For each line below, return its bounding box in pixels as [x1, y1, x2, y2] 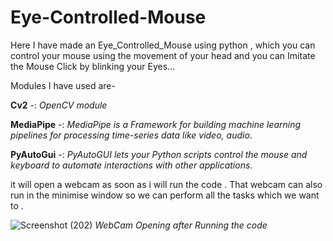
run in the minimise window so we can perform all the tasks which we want [10, 189, 320, 201]
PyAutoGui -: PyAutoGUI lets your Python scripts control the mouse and [10, 148, 308, 160]
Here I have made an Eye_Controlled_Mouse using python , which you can [10, 39, 316, 51]
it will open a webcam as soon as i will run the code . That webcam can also [10, 178, 323, 190]
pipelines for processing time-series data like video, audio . [10, 129, 253, 141]
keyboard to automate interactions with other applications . [10, 159, 253, 171]
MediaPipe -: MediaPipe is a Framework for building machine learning [10, 118, 302, 130]
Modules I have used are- [10, 79, 116, 91]
